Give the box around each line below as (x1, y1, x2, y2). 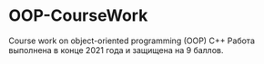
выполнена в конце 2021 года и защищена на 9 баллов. (8, 44, 224, 55)
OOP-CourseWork (8, 5, 148, 26)
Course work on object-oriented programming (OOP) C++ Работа (8, 35, 256, 46)
